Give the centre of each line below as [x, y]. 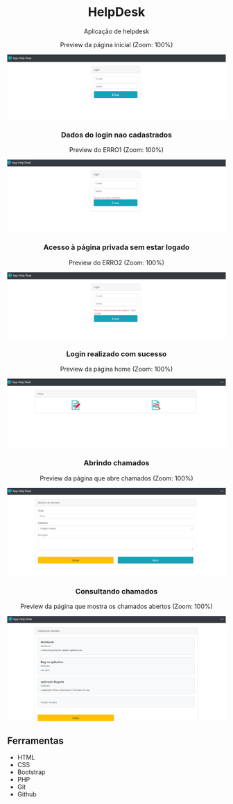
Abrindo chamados [116, 463]
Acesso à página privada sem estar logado [116, 247]
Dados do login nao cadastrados [116, 135]
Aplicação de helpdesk [116, 31]
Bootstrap [31, 772]
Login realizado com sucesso [116, 354]
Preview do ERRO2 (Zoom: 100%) [116, 262]
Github [27, 794]
